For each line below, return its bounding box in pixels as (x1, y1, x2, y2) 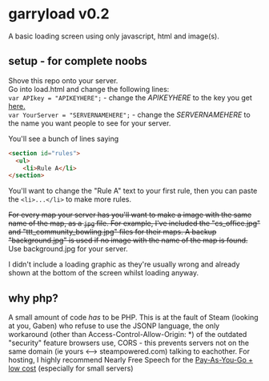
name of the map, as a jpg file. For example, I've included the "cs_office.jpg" (8, 219, 261, 228)
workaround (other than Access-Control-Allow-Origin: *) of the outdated (8, 330, 247, 339)
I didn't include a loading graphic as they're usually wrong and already (8, 259, 240, 269)
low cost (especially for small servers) (8, 363, 134, 373)
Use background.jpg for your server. (8, 244, 128, 254)
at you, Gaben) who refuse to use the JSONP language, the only (8, 321, 220, 331)
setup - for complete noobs (8, 54, 147, 68)
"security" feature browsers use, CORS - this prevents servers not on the (8, 338, 250, 348)
